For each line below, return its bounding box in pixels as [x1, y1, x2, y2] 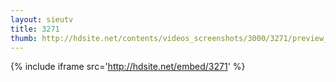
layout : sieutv [10, 14, 74, 25]
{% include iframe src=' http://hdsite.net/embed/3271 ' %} [10, 61, 246, 73]
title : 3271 [10, 24, 60, 34]
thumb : [10, 33, 38, 43]
